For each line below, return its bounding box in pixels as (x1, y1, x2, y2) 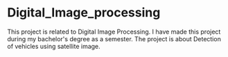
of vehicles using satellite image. (7, 42, 100, 50)
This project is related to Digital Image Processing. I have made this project (7, 27, 221, 36)
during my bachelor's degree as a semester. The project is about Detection (7, 34, 222, 43)
